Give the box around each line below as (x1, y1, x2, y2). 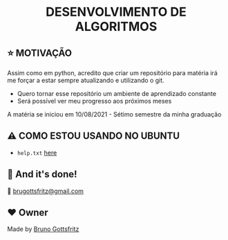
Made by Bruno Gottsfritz (7, 225, 79, 233)
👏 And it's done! (7, 168, 77, 180)
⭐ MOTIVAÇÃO (7, 47, 73, 59)
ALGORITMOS (75, 19, 158, 34)
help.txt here (17, 148, 57, 157)
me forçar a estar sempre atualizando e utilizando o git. (7, 77, 164, 84)
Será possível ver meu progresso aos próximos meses (17, 97, 172, 105)
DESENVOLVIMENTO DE (46, 4, 187, 20)
